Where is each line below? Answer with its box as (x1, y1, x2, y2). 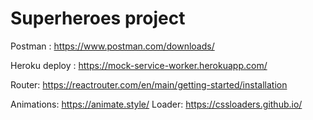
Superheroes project (10, 7, 186, 30)
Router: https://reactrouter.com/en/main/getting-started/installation (10, 78, 288, 91)
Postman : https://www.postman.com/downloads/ (10, 40, 215, 52)
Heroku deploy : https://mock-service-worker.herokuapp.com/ (10, 59, 268, 71)
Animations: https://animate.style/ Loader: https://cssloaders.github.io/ (10, 98, 303, 110)
